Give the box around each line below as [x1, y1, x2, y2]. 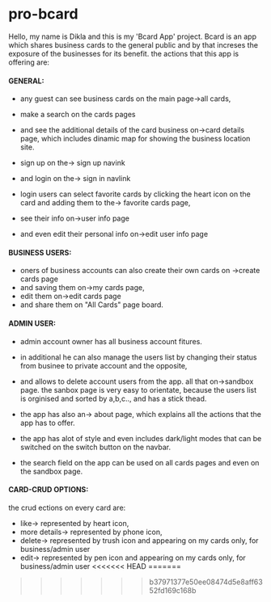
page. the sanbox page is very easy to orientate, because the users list [19, 385, 257, 394]
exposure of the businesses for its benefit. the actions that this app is [8, 48, 239, 58]
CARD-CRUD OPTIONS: [8, 485, 89, 495]
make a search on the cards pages [19, 110, 136, 120]
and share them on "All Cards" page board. [19, 300, 164, 309]
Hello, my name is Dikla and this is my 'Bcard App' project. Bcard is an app [8, 32, 257, 41]
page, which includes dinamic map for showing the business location [19, 134, 251, 144]
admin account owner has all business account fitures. [19, 336, 202, 346]
